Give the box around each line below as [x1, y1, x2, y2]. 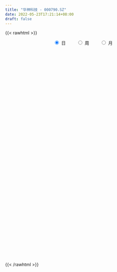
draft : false [5, 16, 32, 21]
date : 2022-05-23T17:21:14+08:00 [5, 12, 74, 17]
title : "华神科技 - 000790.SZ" [5, 7, 67, 12]
